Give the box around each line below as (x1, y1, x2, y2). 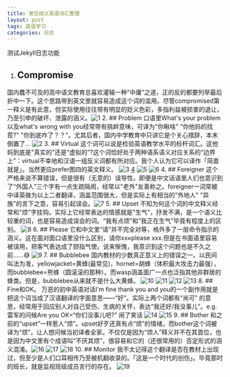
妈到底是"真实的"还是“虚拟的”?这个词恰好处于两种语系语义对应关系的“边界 (7, 148, 216, 156)
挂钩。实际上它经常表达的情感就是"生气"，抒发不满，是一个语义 (36, 208, 217, 217)
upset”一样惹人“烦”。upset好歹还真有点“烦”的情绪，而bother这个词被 (21, 319, 218, 328)
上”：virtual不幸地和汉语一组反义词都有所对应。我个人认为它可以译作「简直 (7, 157, 220, 165)
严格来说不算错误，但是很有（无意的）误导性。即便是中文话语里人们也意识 (7, 174, 217, 182)
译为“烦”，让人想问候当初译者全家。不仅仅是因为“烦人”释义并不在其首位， (7, 328, 216, 337)
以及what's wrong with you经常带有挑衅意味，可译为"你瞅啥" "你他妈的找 (7, 123, 214, 131)
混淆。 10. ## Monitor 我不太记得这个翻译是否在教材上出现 (12, 345, 219, 354)
